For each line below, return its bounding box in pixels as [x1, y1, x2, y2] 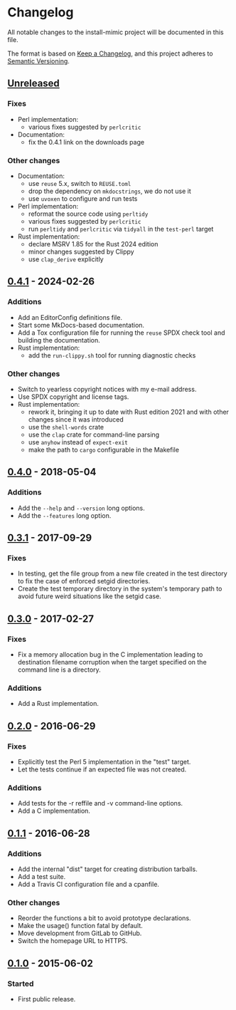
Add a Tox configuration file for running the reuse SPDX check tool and [17, 328, 225, 337]
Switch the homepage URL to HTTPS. [17, 937, 128, 945]
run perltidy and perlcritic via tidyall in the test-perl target [28, 224, 214, 233]
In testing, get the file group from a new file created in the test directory [17, 569, 227, 578]
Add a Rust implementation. [17, 699, 100, 708]
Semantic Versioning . [7, 56, 70, 65]
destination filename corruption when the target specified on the [17, 657, 208, 666]
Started [7, 979, 34, 989]
